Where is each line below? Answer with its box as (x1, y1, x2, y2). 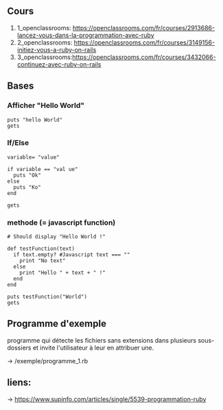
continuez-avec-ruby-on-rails (16, 60, 102, 68)
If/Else (7, 138, 30, 148)
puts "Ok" (13, 172, 41, 179)
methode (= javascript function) (7, 218, 116, 227)
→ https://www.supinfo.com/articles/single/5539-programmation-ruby (7, 395, 207, 403)
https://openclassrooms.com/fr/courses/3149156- (73, 38, 215, 47)
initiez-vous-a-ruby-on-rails (16, 45, 97, 54)
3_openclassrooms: (16, 53, 73, 61)
